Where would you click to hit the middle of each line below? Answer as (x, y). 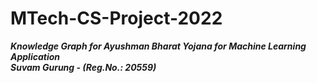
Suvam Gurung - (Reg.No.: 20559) (83, 67)
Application (35, 56)
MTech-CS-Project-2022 (116, 18)
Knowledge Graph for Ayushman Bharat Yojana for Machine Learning (158, 46)
